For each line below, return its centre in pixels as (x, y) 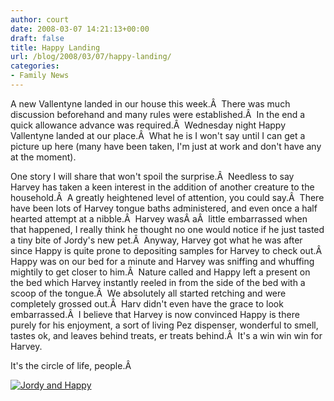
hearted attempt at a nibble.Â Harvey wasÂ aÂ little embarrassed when (159, 218)
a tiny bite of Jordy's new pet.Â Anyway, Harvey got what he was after (156, 240)
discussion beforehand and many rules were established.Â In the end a (158, 114)
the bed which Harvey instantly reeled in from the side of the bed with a (158, 282)
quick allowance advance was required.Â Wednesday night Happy (148, 125)
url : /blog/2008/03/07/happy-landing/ (91, 57)
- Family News (40, 76)
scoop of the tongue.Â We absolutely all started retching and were (148, 293)
